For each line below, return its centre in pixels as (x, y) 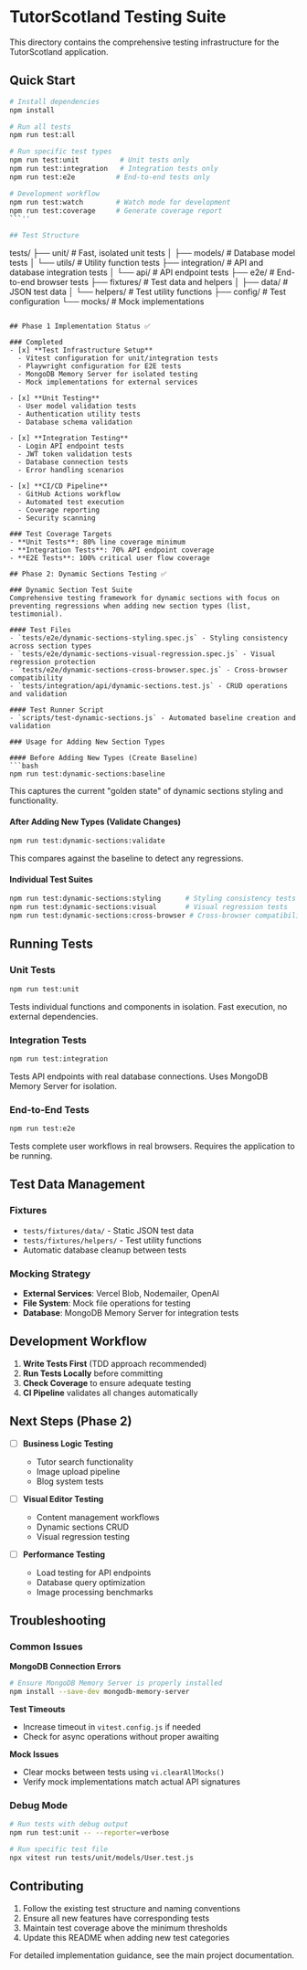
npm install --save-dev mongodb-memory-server (100, 1692)
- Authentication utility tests (79, 414)
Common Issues (47, 1647)
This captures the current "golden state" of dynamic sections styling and (146, 791)
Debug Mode (39, 1806)
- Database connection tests (73, 462)
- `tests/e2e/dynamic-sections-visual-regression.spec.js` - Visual (143, 654)
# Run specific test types (61, 152)
